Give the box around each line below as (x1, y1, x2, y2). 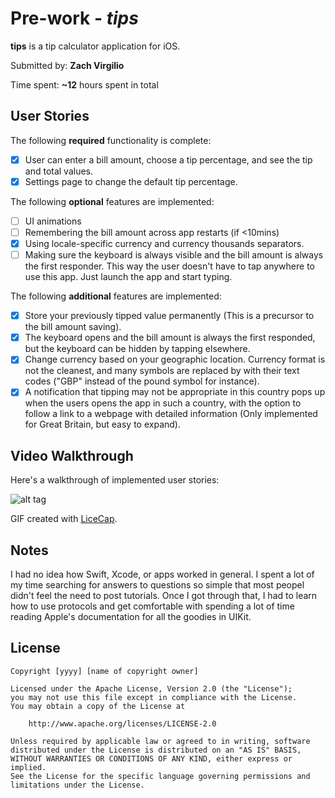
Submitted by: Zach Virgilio (10, 59, 125, 71)
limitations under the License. (10, 780, 145, 790)
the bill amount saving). (24, 321, 122, 333)
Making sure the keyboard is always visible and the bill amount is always (24, 249, 324, 261)
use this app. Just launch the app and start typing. (24, 271, 233, 283)
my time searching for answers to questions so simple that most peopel (10, 579, 305, 591)
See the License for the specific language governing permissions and (10, 771, 311, 781)
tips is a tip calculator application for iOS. (10, 40, 181, 52)
